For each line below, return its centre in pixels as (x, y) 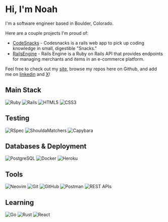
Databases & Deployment (46, 146)
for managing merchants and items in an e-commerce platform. (78, 59)
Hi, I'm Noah (32, 9)
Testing (17, 118)
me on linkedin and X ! (28, 74)
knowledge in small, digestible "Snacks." (55, 48)
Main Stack (23, 90)
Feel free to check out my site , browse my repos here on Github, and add (81, 69)
